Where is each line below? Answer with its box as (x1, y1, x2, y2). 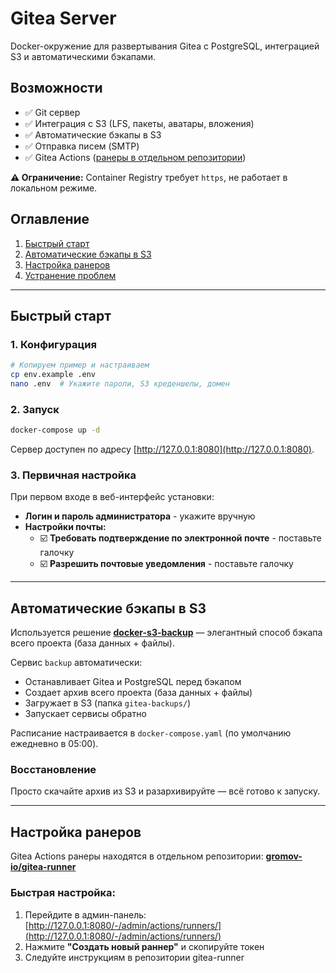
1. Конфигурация (10, 337, 97, 351)
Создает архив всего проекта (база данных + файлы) (24, 687, 253, 699)
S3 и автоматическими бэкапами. (10, 50, 156, 62)
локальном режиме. (10, 182, 98, 194)
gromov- (265, 850, 303, 862)
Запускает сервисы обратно (24, 708, 147, 720)
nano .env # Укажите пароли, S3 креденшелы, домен (10, 379, 230, 389)
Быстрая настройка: (10, 886, 116, 900)
